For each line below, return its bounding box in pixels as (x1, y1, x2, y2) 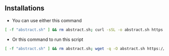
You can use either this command (12, 17, 82, 23)
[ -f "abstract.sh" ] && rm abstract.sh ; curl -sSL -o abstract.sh (5, 27, 150, 32)
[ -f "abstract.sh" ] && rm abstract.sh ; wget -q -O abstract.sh (5, 46, 145, 51)
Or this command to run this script (12, 36, 84, 42)
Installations (5, 4, 45, 13)
